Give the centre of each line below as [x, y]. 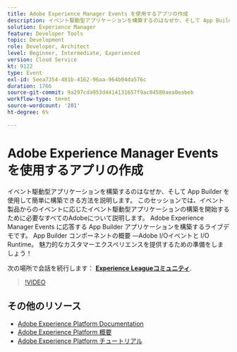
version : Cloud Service [42, 60]
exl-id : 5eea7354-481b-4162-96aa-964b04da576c [77, 79]
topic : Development [36, 40]
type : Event [25, 73]
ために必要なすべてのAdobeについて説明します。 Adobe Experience [106, 218]
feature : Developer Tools [45, 34]
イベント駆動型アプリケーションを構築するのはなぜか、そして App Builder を [119, 191]
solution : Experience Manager [52, 27]
